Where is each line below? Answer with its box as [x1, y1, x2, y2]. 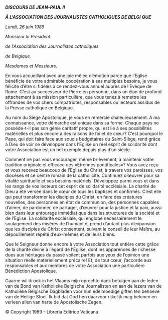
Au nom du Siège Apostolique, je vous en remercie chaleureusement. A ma [5, 114, 160, 120]
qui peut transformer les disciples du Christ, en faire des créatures [5, 194, 142, 200]
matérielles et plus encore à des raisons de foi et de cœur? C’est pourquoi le [5, 131, 163, 137]
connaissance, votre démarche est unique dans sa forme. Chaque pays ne [5, 120, 159, 125]
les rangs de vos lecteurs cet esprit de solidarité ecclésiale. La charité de [5, 183, 156, 189]
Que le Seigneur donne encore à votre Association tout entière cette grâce [5, 241, 159, 247]
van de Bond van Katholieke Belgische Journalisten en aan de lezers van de [5, 283, 162, 289]
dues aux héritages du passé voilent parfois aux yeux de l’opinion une [5, 252, 149, 258]
